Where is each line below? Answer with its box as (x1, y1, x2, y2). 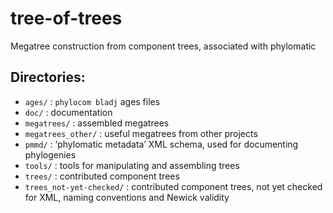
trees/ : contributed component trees (24, 170, 180, 182)
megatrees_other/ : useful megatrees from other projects (24, 127, 258, 139)
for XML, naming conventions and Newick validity (24, 191, 230, 203)
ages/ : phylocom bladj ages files (24, 95, 161, 107)
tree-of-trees (10, 7, 123, 30)
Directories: (10, 69, 86, 86)
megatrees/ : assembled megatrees (24, 117, 170, 129)
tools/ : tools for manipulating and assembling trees (24, 159, 240, 171)
